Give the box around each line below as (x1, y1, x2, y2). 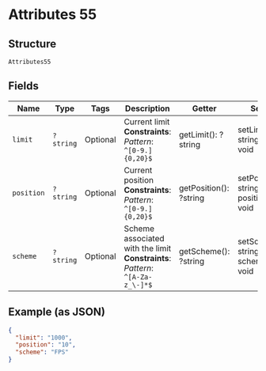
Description (125, 103, 170, 114)
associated (123, 233, 165, 244)
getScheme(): (178, 245, 230, 256)
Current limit (123, 116, 170, 127)
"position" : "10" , (15, 341, 77, 349)
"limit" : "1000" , (15, 334, 73, 342)
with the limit (123, 243, 172, 254)
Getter (192, 103, 217, 114)
